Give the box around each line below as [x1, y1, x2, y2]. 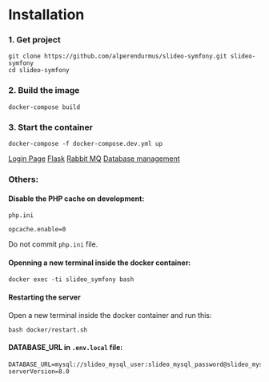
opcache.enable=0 [8, 226, 66, 234]
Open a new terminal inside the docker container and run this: [8, 310, 212, 320]
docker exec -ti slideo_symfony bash [8, 275, 134, 283]
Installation [8, 6, 85, 24]
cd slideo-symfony [8, 66, 70, 74]
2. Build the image [8, 85, 80, 96]
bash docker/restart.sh [8, 326, 88, 334]
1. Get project [8, 34, 62, 46]
